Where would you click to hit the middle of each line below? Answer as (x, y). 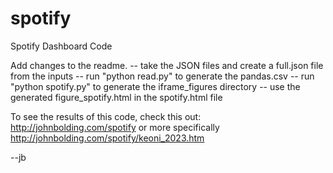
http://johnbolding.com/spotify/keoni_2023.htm (107, 138)
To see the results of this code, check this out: (106, 116)
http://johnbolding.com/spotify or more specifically (115, 127)
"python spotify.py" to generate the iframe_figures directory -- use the (155, 86)
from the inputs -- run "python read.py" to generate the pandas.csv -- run (162, 76)
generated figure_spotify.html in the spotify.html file (116, 97)
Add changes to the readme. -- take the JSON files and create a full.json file (167, 65)
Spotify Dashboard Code (61, 46)
